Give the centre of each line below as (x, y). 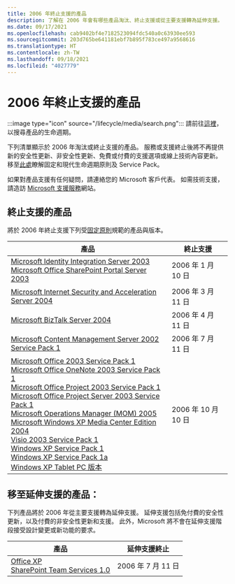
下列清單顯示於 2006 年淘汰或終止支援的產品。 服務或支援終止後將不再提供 (115, 147)
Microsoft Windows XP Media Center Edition (84, 422)
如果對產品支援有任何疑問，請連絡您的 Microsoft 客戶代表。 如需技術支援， (115, 179)
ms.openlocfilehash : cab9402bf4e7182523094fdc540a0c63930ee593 (101, 33)
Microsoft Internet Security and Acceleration (84, 292)
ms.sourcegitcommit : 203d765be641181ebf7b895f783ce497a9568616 (101, 40)
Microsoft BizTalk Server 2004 (61, 320)
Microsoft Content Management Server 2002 (85, 339)
